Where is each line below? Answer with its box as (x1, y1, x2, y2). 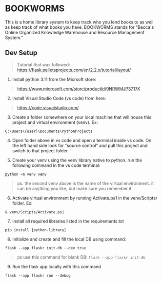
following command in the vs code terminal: (12, 162, 101, 168)
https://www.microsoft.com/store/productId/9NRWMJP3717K (17, 86, 141, 92)
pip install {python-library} (5, 227, 67, 232)
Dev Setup (5, 49, 38, 57)
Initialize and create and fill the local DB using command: (12, 236, 126, 242)
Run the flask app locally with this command (12, 263, 101, 269)
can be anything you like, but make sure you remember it (17, 185, 132, 191)
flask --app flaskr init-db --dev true (5, 245, 86, 250)
